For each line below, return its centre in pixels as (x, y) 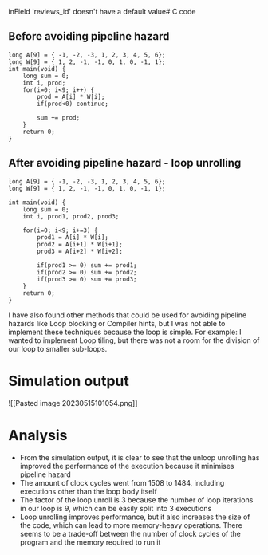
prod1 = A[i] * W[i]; (73, 237)
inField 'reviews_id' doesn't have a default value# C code (102, 12)
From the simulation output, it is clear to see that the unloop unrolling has (140, 457)
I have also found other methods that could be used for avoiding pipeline (128, 315)
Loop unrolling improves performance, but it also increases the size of (135, 517)
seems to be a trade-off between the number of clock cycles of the (130, 533)
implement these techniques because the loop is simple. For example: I (125, 332)
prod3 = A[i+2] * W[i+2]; (80, 251)
